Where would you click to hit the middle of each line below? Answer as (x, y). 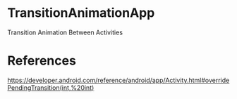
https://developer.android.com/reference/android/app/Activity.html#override (119, 80)
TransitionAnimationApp (81, 13)
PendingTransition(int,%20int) (51, 87)
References (42, 61)
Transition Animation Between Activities (65, 32)
